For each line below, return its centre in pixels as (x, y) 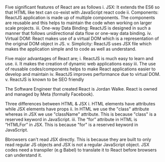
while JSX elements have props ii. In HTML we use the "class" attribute (77, 109)
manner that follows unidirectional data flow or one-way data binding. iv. (79, 33)
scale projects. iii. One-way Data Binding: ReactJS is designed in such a (78, 28)
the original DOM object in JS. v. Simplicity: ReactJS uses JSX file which (78, 44)
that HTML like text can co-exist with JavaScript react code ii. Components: (82, 12)
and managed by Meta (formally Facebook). (50, 94)
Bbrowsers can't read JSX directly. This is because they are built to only (78, 139)
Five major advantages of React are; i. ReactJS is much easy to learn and (79, 58)
